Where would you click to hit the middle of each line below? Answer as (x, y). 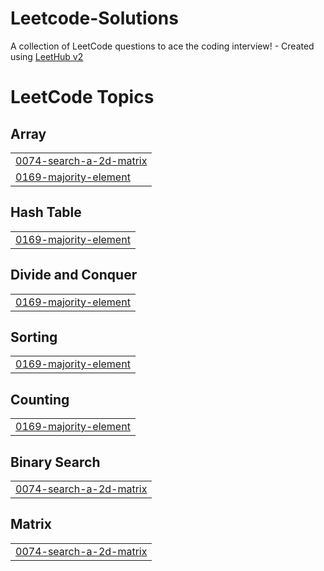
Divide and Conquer (74, 275)
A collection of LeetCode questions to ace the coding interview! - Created (162, 46)
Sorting (34, 337)
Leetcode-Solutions (94, 18)
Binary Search (55, 462)
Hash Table (46, 212)
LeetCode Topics (82, 97)
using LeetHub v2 (47, 56)
